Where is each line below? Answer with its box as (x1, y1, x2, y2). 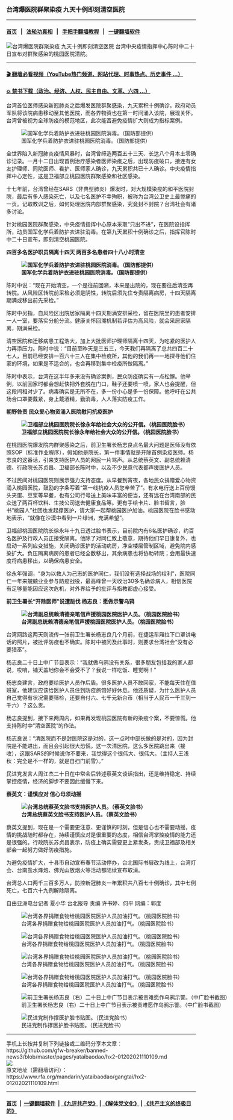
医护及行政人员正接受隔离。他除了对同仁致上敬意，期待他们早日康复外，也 (11, 535, 196, 542)
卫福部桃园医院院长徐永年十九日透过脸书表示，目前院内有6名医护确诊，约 (6, 527, 189, 534)
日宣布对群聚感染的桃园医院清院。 (6, 50, 91, 57)
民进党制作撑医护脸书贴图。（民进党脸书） (21, 1022, 125, 1029)
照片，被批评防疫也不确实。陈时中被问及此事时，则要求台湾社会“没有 (16, 638, 188, 646)
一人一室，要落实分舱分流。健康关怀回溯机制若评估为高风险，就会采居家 (6, 317, 185, 325)
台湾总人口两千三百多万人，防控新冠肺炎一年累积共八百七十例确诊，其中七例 (6, 879, 196, 886)
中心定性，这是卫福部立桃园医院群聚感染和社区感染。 (11, 173, 143, 180)
